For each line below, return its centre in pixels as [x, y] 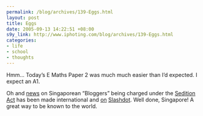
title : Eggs [21, 23]
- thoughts [20, 57]
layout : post [23, 18]
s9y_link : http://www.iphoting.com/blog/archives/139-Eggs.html [90, 35]
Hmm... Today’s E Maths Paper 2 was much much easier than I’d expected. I [102, 74]
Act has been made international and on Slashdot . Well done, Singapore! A [100, 100]
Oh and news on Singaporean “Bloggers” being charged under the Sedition [101, 93]
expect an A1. [23, 81]
